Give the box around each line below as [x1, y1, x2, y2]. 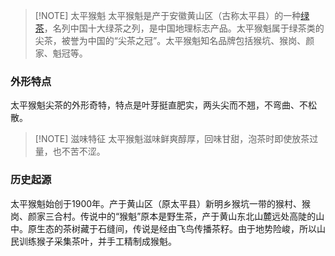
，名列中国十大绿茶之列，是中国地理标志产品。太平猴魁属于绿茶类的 [43, 22, 325, 34]
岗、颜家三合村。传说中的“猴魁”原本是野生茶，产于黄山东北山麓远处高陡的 [10, 210, 317, 222]
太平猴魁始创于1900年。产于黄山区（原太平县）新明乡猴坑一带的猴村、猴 [10, 197, 312, 209]
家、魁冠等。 [34, 47, 88, 59]
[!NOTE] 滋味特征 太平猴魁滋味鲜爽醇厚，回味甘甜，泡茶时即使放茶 [34, 133, 310, 145]
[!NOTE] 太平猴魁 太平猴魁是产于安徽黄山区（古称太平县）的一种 [34, 10, 302, 21]
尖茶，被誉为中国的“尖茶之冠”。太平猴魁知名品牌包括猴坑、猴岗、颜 [34, 35, 315, 46]
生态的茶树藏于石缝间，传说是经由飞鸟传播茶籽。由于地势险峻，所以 [36, 222, 317, 234]
